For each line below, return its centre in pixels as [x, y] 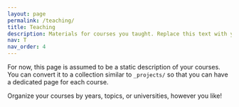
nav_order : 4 [27, 47]
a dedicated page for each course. [58, 82]
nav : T [17, 40]
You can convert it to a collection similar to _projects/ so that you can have [118, 74]
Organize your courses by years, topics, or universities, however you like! [115, 96]
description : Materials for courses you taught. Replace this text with [117, 34]
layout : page [27, 14]
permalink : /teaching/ [41, 21]
